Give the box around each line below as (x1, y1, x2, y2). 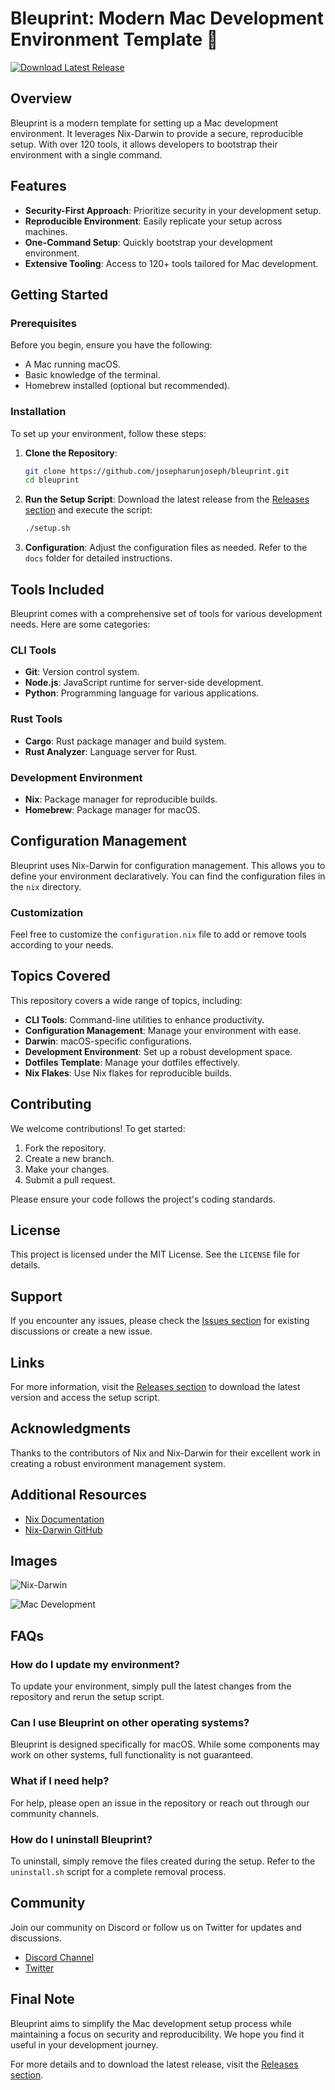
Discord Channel (24, 1951, 95, 1963)
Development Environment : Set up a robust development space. (24, 1045, 293, 1057)
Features (10, 178, 67, 195)
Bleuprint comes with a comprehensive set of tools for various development (10, 607, 323, 619)
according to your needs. (10, 938, 114, 951)
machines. (24, 225, 68, 237)
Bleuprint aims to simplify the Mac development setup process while (10, 2017, 292, 2029)
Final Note (10, 1991, 75, 2008)
